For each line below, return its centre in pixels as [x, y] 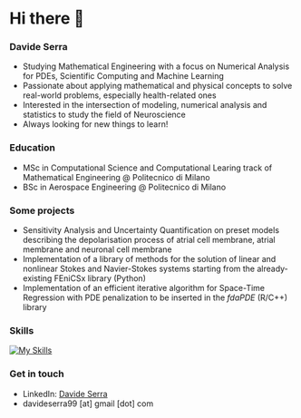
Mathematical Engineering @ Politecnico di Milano [116, 177]
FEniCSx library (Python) [100, 278]
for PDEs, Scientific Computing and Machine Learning [123, 76]
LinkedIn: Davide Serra [65, 394]
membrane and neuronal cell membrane [97, 249]
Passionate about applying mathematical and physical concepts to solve [157, 86]
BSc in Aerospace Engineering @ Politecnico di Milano [124, 187]
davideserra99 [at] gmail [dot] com [88, 403]
